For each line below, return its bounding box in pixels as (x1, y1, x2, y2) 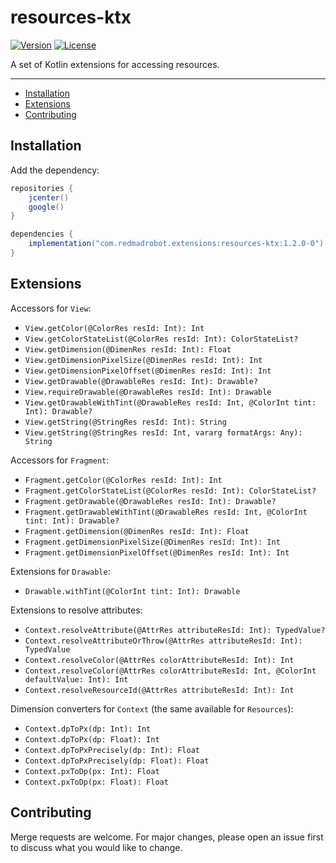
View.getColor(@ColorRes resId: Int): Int (24, 323, 205, 333)
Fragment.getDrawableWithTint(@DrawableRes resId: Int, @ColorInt (24, 507, 308, 517)
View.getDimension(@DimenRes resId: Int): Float (24, 344, 232, 355)
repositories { (10, 183, 74, 193)
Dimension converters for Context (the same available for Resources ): (10, 702, 294, 715)
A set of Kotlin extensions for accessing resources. (10, 58, 220, 70)
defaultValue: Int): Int (24, 674, 129, 685)
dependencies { (10, 229, 74, 240)
